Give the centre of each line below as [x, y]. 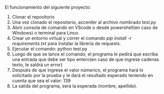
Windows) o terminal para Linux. [46, 33]
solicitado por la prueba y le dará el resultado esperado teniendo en [83, 75]
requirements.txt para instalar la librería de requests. [66, 43]
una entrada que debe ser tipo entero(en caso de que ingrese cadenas [86, 59]
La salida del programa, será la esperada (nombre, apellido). [74, 86]
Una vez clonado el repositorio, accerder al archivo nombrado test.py [84, 22]
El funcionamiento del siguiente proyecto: [48, 7]
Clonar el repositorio [33, 17]
